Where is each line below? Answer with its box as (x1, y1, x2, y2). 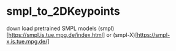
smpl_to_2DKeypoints (6, 4, 121, 18)
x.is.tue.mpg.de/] (6, 37, 50, 45)
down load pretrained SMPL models (6, 25, 97, 32)
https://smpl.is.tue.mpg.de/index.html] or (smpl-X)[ (8, 31, 137, 38)
